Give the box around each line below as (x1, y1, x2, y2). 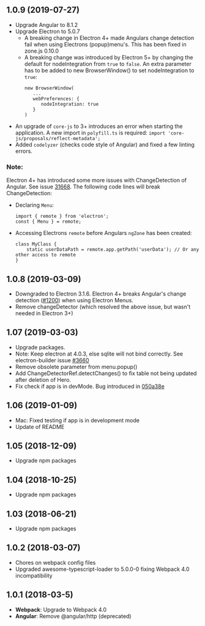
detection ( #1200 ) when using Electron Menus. (15, 296, 133, 304)
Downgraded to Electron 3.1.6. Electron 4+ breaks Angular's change (15, 290, 187, 297)
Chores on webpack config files (15, 559, 96, 566)
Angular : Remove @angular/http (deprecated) (15, 612, 132, 620)
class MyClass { (15, 241, 57, 247)
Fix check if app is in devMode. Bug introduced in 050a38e (15, 382, 165, 390)
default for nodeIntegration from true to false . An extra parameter (24, 60, 192, 67)
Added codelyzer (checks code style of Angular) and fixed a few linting (15, 141, 195, 148)
